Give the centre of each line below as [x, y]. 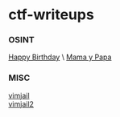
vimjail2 [21, 104]
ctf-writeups [51, 15]
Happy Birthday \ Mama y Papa [60, 57]
